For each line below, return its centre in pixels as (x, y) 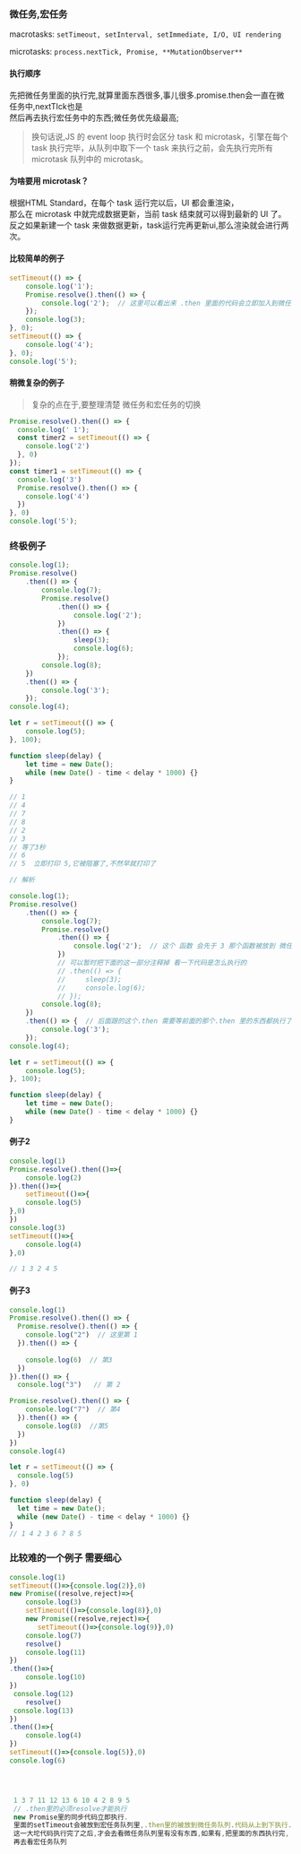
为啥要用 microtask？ (49, 181)
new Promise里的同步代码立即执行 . (71, 1817)
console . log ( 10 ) (56, 1677)
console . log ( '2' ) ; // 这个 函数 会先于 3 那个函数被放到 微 (180, 946)
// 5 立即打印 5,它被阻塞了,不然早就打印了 (83, 864)
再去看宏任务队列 (40, 1842)
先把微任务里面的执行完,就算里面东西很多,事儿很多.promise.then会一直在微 (147, 95)
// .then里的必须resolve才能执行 (70, 1808)
